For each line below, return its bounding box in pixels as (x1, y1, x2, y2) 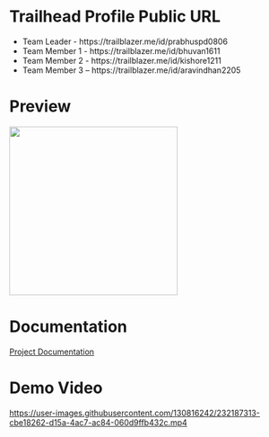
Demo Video (9, 378, 103, 397)
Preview (9, 96, 72, 117)
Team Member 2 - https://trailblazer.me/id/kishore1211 (22, 55, 221, 66)
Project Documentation (9, 346, 95, 357)
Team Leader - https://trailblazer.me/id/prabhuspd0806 (22, 36, 229, 47)
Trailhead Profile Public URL (9, 6, 221, 27)
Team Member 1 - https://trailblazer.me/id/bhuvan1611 (22, 45, 221, 56)
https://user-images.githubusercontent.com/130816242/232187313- (9, 407, 260, 418)
